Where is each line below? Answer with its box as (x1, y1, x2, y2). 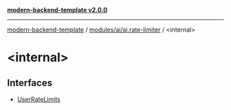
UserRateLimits (16, 96, 60, 103)
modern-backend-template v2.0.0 (7, 6, 108, 14)
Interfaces (7, 77, 53, 89)
